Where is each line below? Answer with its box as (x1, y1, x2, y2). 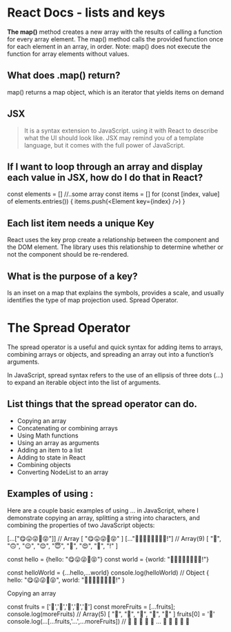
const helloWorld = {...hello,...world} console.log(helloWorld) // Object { (7, 568, 210, 577)
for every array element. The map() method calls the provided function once (7, 34, 224, 43)
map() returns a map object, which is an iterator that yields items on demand (7, 88, 224, 96)
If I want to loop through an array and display (7, 161, 203, 172)
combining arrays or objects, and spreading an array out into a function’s (7, 350, 214, 358)
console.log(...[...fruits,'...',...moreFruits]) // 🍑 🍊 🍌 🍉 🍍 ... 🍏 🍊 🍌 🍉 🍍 (7, 617, 190, 625)
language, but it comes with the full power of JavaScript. (23, 141, 185, 149)
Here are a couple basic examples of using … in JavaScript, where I (7, 506, 199, 515)
